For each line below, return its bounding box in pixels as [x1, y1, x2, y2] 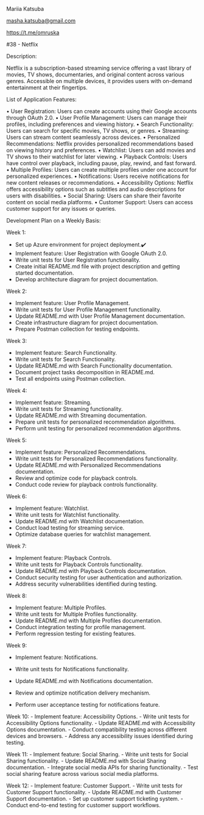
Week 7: [6, 542, 27, 550]
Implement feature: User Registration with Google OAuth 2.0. [15, 250, 167, 257]
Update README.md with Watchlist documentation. [15, 518, 144, 525]
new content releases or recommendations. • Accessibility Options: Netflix [6, 179, 194, 186]
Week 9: [6, 642, 27, 649]
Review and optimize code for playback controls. [15, 474, 138, 482]
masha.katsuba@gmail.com [6, 17, 76, 24]
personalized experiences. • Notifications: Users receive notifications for [6, 172, 189, 180]
